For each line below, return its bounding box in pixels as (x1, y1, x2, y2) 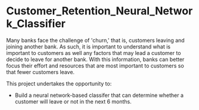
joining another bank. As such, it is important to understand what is (6, 43, 171, 50)
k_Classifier (6, 17, 66, 30)
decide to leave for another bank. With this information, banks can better (6, 56, 185, 63)
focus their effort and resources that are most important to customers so (6, 62, 185, 69)
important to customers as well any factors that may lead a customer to (6, 49, 181, 56)
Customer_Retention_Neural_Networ (6, 4, 193, 18)
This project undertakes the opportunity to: (6, 80, 112, 87)
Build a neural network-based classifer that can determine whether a (14, 91, 184, 99)
